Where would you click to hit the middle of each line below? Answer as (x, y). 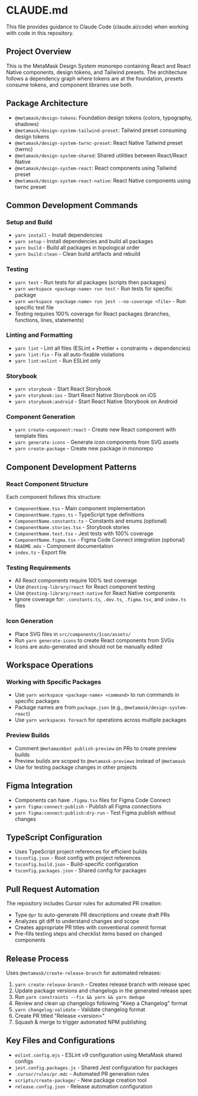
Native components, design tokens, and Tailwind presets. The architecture (97, 72)
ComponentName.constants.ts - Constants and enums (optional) (91, 521)
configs (24, 1061)
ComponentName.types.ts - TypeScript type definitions (79, 515)
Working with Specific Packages (54, 682)
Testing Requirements (38, 568)
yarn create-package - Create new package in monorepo (84, 449)
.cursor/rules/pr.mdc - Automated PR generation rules (82, 1074)
